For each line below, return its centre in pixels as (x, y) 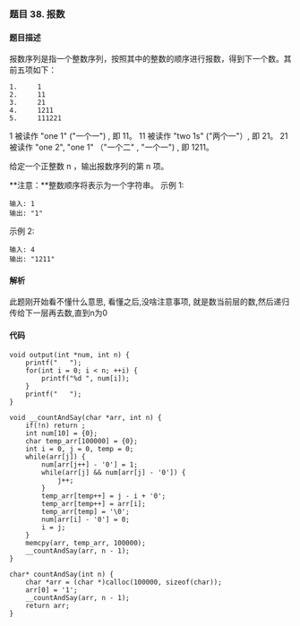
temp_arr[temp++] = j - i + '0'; (104, 496)
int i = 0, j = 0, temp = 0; (80, 449)
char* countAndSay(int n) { (62, 574)
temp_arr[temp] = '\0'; (86, 511)
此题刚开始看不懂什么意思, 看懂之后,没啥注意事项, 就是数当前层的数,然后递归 (150, 302)
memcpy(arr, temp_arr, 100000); (86, 543)
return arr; (47, 605)
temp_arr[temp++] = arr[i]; (94, 503)
